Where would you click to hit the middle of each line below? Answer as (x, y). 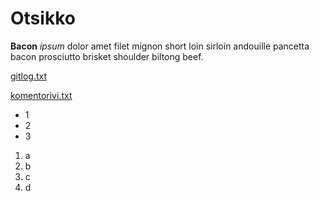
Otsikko (43, 18)
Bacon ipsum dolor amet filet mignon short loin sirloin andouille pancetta (160, 46)
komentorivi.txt (41, 95)
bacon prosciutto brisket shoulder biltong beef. (107, 56)
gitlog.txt (29, 76)
